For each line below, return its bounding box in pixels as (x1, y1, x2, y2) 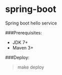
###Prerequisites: (5, 29, 42, 35)
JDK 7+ (12, 39, 28, 45)
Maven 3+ (12, 44, 33, 50)
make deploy (17, 64, 44, 70)
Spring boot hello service (5, 20, 57, 26)
